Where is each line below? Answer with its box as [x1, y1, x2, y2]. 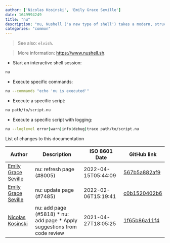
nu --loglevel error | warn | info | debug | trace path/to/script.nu [5, 126, 139, 132]
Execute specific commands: [12, 79, 73, 85]
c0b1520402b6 [123, 189, 162, 196]
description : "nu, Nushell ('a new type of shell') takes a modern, [5, 21, 153, 27]
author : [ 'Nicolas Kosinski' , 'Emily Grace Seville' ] [5, 7, 121, 13]
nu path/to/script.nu [5, 107, 51, 112]
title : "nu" [5, 17, 30, 22]
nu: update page [35, 186, 74, 193]
